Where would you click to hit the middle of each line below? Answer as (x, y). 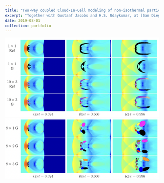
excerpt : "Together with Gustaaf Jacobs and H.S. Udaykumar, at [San (77, 15)
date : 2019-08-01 (23, 20)
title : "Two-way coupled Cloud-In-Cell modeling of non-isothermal (75, 10)
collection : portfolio (28, 26)
